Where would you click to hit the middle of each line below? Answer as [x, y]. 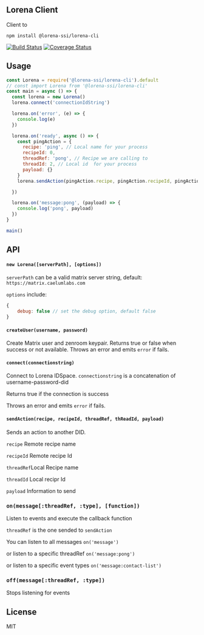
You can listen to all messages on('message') [63, 542]
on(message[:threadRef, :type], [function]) [73, 506]
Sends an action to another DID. [46, 432]
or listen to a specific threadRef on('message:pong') [71, 553]
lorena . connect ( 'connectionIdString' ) [61, 103]
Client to [17, 24]
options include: [27, 294]
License [22, 612]
